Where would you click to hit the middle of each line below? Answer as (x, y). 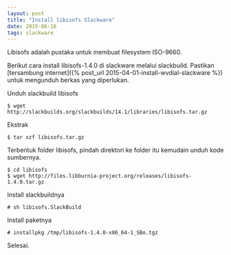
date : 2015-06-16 (32, 26)
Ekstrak (18, 125)
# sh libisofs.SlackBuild (44, 208)
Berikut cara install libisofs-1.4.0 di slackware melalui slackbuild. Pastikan (111, 65)
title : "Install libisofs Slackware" (61, 20)
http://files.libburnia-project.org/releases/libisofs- (110, 176)
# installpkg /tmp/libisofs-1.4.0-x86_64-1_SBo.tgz (82, 233)
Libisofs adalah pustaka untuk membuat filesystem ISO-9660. (95, 52)
